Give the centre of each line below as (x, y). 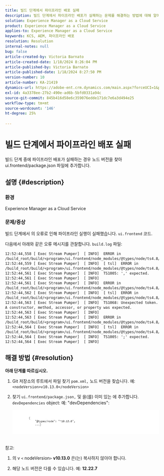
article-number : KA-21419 (31, 83)
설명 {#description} (35, 183)
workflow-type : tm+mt (27, 103)
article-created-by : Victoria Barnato (44, 57)
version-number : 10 (25, 77)
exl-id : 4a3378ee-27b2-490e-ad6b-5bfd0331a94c (53, 93)
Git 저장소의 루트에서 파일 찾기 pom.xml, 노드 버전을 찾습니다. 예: (74, 381)
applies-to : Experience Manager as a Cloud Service (59, 31)
